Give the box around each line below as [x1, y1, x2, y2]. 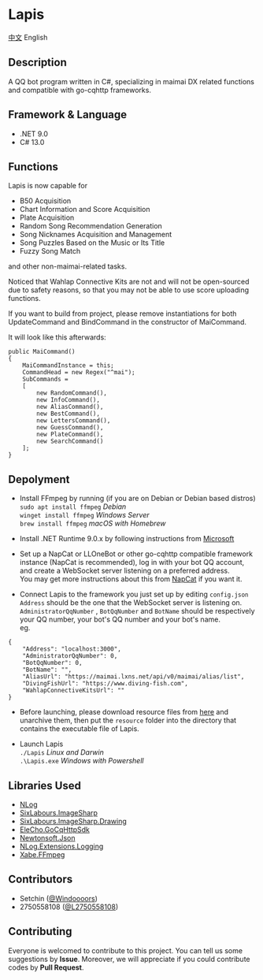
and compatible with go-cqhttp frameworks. [8, 85, 152, 95]
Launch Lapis [19, 739, 64, 749]
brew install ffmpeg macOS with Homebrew [19, 518, 166, 529]
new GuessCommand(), [36, 424, 104, 432]
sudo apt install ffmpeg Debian [19, 502, 127, 511]
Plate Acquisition [19, 213, 75, 222]
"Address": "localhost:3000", [22, 645, 122, 653]
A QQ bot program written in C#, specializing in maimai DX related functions [8, 76, 254, 86]
